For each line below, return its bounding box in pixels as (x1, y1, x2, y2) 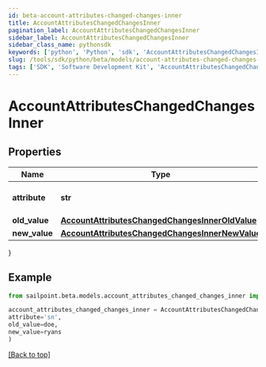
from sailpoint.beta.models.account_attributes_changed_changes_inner (8, 292, 246, 300)
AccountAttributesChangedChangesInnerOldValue (60, 214, 257, 225)
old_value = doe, (8, 321, 59, 329)
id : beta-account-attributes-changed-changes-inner (8, 11, 182, 20)
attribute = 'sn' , (8, 313, 62, 321)
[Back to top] (8, 350, 51, 359)
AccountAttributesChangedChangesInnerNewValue (60, 227, 261, 238)
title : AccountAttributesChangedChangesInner (8, 19, 161, 27)
